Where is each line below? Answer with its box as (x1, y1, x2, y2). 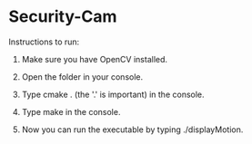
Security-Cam (8, 6, 117, 27)
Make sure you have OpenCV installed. (21, 53, 168, 64)
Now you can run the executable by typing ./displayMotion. (21, 124, 244, 135)
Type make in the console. (21, 106, 121, 117)
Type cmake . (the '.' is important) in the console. (21, 89, 206, 100)
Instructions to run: (8, 36, 80, 47)
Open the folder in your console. (21, 71, 144, 82)
